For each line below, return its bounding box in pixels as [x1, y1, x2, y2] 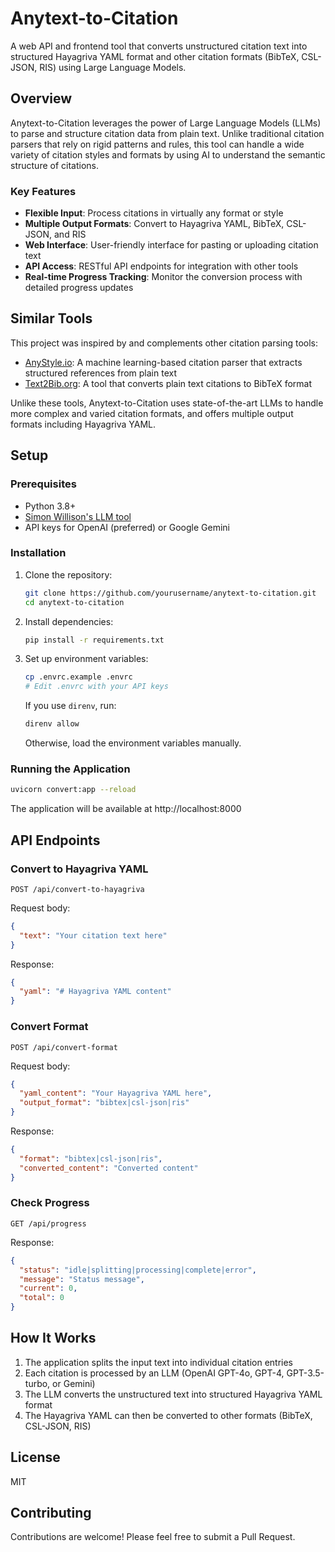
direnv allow [24, 719, 80, 729]
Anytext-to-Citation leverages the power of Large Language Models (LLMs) [10, 117, 322, 129]
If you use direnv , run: [24, 700, 117, 712]
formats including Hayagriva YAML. [10, 418, 157, 430]
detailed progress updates [24, 282, 134, 294]
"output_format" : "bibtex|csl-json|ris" [19, 1098, 190, 1108]
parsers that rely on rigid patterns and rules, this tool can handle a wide [10, 138, 305, 150]
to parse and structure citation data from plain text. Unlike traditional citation [10, 127, 325, 139]
